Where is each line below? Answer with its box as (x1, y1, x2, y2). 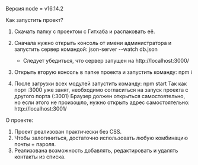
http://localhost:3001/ (14, 105, 67, 112)
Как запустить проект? (5, 17, 63, 23)
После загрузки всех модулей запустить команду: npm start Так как (14, 80, 187, 87)
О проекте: (5, 117, 34, 124)
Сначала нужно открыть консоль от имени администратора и (14, 40, 172, 46)
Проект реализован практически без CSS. (14, 128, 122, 135)
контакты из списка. (14, 153, 66, 160)
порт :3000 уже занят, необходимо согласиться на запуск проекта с (14, 86, 189, 93)
